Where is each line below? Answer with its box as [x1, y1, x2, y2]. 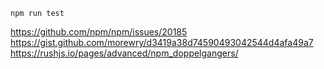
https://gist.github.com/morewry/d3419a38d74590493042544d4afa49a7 [10, 37, 314, 48]
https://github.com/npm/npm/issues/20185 [10, 26, 188, 38]
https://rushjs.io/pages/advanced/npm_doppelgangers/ [10, 47, 239, 59]
